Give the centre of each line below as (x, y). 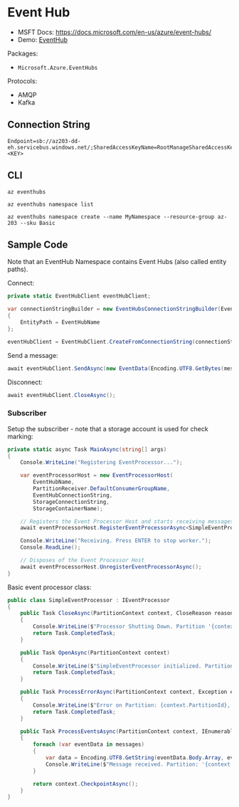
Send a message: (33, 355)
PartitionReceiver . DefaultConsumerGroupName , (102, 489)
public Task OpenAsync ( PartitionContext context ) (95, 653)
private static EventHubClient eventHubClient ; (79, 296)
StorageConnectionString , (71, 502)
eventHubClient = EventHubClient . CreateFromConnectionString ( (101, 342)
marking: (20, 436)
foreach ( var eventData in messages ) (89, 744)
